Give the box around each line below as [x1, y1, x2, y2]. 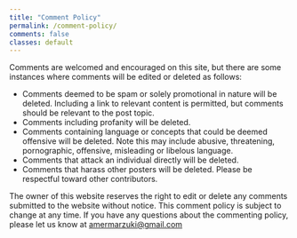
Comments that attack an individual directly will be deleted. [21, 155, 239, 165]
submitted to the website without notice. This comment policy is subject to [9, 201, 282, 211]
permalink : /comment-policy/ [9, 21, 117, 30]
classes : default [9, 37, 74, 47]
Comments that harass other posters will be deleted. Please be [21, 164, 253, 175]
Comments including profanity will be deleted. [21, 117, 191, 128]
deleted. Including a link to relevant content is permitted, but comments [21, 99, 284, 109]
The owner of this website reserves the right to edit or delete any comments [9, 191, 288, 202]
